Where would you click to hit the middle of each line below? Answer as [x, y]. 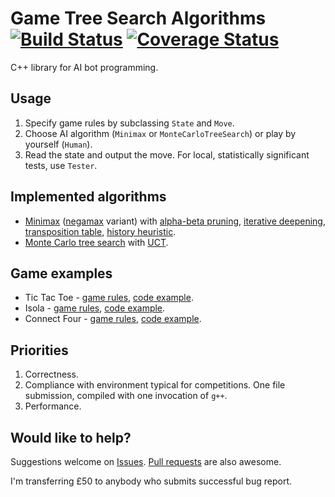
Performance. [53, 406]
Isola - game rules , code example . [95, 308]
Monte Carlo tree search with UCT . [96, 242]
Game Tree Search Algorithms [138, 18]
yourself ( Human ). [58, 144]
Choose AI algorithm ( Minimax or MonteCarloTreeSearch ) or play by [160, 133]
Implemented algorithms [88, 197]
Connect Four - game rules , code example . [113, 319]
